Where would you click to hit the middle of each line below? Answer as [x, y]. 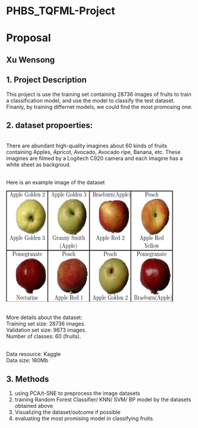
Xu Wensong [31, 59]
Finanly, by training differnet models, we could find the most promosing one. [99, 107]
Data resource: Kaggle [33, 354]
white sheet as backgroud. [39, 165]
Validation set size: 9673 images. [47, 330]
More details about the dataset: [44, 317]
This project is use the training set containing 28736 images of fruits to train [99, 94]
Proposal [29, 38]
